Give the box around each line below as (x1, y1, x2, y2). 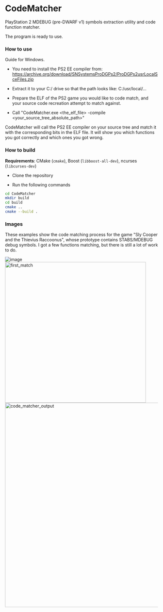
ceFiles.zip (12, 76, 34, 83)
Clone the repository (12, 172, 53, 178)
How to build (5, 147, 35, 153)
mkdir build (5, 196, 29, 200)
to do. (5, 247, 17, 253)
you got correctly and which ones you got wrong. (5, 134, 104, 141)
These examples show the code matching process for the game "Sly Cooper (5, 232, 158, 238)
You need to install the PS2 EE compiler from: (12, 66, 103, 72)
